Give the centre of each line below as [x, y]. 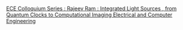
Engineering [21, 21]
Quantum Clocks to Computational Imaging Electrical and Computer [89, 15]
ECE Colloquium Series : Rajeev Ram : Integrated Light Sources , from [91, 9]
